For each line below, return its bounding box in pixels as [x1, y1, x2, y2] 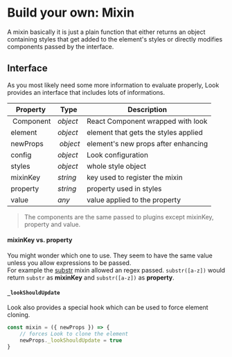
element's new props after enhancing [86, 138, 208, 148]
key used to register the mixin [86, 172, 183, 182]
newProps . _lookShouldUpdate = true [19, 337, 123, 344]
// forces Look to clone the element [19, 331, 129, 338]
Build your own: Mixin [7, 5, 135, 21]
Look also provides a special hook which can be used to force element [7, 303, 209, 312]
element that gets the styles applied [86, 127, 203, 137]
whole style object [86, 161, 147, 171]
